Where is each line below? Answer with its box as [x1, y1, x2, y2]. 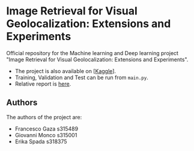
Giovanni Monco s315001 [14, 131, 77, 138]
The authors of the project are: [6, 113, 82, 120]
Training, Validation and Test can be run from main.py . [14, 74, 148, 81]
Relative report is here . [14, 80, 71, 87]
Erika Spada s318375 [14, 138, 67, 145]
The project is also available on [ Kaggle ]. [14, 67, 116, 74]
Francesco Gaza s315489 [14, 125, 79, 132]
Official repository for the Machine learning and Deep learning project [6, 49, 179, 56]
